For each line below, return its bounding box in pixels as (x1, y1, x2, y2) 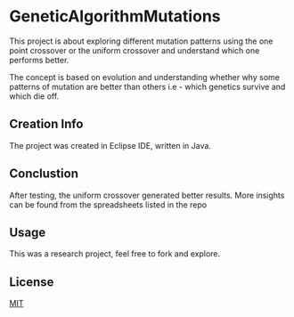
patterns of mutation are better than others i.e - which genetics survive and (9, 81, 286, 92)
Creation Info (9, 117, 84, 132)
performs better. (9, 54, 69, 65)
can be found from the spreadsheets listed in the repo (9, 199, 208, 210)
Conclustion (9, 167, 78, 182)
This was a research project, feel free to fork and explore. (9, 248, 221, 259)
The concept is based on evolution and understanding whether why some (9, 71, 281, 82)
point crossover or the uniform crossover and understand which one (9, 45, 260, 55)
